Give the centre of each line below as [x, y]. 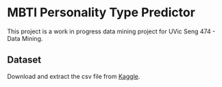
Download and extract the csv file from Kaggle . [74, 76]
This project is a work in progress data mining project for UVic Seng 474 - [111, 31]
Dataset [24, 60]
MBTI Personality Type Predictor [101, 13]
